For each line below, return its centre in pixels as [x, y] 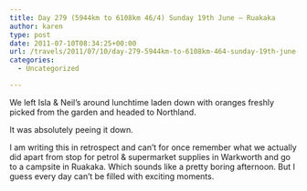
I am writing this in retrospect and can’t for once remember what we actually [153, 147]
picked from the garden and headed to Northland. [103, 112]
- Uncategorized [48, 69]
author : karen [37, 26]
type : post [30, 35]
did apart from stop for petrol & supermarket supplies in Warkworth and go [150, 156]
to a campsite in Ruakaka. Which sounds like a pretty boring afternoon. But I [152, 166]
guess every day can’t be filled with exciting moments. [112, 176]
